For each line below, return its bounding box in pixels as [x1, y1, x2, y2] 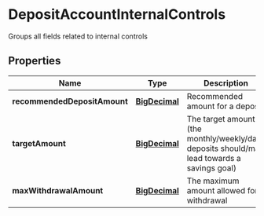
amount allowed [186, 185, 246, 196]
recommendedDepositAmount [12, 96, 128, 107]
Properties [8, 54, 61, 68]
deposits [186, 143, 219, 154]
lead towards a [186, 152, 241, 163]
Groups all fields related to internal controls [8, 31, 148, 41]
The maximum [186, 175, 240, 186]
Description [203, 77, 249, 88]
